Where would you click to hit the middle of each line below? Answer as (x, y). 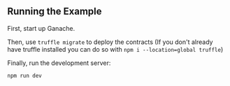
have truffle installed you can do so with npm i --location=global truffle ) (115, 49)
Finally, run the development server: (59, 63)
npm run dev (24, 76)
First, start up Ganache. (41, 28)
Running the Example (55, 12)
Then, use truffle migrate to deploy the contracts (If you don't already (110, 42)
